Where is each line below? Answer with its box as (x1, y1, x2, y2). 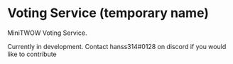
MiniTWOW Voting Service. (7, 28, 87, 37)
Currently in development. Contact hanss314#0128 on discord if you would (7, 42, 227, 50)
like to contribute (7, 50, 57, 58)
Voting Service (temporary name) (7, 5, 210, 21)
